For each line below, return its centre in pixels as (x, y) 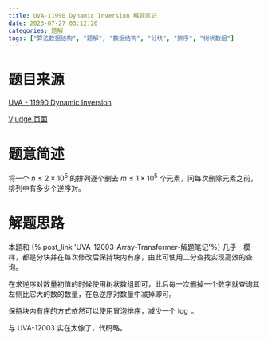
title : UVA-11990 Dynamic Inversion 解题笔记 (83, 16)
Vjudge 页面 (28, 119)
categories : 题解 (36, 30)
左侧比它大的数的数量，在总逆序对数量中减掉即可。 (92, 294)
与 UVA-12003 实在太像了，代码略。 (68, 327)
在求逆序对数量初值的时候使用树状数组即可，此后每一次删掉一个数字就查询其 (134, 283)
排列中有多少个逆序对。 (47, 188)
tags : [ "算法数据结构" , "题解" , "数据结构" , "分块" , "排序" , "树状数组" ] (121, 38)
